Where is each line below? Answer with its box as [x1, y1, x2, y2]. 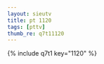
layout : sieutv [7, 10, 52, 18]
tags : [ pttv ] [7, 23, 46, 30]
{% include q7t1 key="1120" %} [7, 49, 97, 58]
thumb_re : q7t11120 [7, 30, 65, 37]
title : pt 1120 [7, 17, 52, 24]
